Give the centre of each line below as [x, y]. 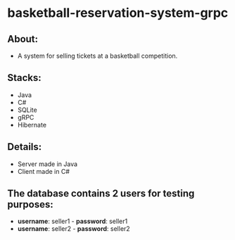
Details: [25, 147]
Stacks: [25, 78]
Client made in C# [44, 171]
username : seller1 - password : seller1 [72, 221]
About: [23, 39]
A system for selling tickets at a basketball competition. [97, 56]
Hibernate [32, 125]
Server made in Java [47, 164]
